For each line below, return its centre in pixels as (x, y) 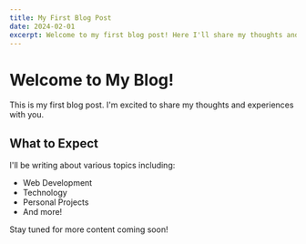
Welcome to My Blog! (92, 80)
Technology (45, 193)
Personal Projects (56, 202)
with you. (26, 115)
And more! (42, 212)
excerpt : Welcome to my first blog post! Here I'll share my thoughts (146, 35)
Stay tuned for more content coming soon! (89, 229)
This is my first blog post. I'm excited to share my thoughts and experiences (152, 105)
